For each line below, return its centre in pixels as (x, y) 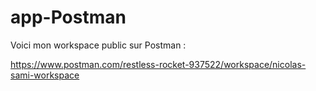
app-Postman (68, 17)
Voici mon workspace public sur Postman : (98, 45)
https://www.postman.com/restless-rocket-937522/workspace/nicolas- (158, 64)
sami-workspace (45, 75)
